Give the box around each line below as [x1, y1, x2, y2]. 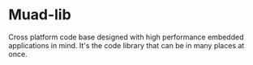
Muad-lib [8, 6, 71, 24]
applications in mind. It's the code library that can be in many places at [8, 40, 245, 50]
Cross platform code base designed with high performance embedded [8, 32, 244, 42]
